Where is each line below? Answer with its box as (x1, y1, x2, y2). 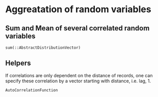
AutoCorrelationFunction (5, 87, 58, 92)
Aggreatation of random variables (5, 4, 151, 15)
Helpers (5, 59, 31, 68)
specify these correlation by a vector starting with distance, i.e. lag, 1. (5, 78, 151, 84)
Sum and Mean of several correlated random (5, 24, 150, 33)
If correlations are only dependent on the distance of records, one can (5, 72, 153, 78)
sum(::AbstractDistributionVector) (5, 45, 81, 50)
